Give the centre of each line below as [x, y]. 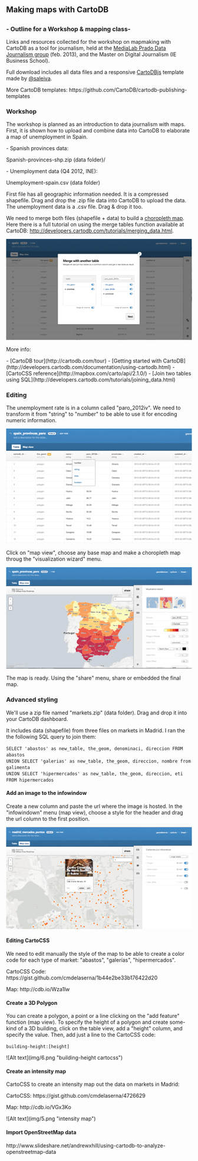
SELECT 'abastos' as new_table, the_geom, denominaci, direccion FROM [95, 748]
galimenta [18, 767]
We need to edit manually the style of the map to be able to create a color [95, 954]
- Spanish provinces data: [37, 148]
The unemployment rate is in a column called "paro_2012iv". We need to [93, 408]
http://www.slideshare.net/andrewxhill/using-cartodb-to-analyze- [86, 1145]
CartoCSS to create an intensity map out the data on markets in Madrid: [93, 1084]
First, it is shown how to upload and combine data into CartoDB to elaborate [98, 131]
